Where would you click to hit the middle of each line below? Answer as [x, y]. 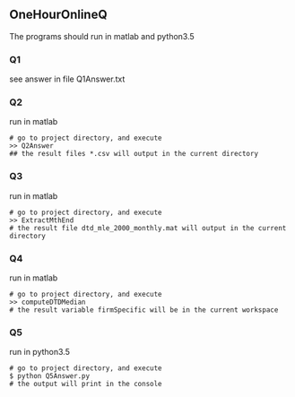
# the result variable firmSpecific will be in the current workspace [144, 310]
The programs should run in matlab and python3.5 [102, 36]
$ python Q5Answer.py [50, 376]
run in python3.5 [39, 352]
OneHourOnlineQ [58, 15]
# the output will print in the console [86, 384]
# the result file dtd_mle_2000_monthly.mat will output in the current [148, 228]
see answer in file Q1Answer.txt [67, 79]
